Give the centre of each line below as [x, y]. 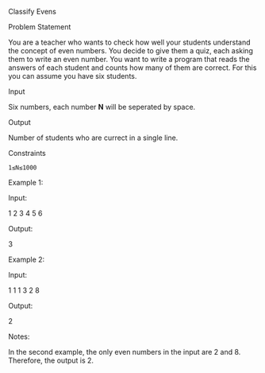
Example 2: [27, 259]
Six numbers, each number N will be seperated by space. [102, 107]
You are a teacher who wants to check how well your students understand [130, 42]
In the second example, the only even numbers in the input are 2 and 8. [125, 352]
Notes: [19, 336]
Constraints [27, 153]
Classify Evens [33, 12]
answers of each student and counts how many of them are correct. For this [132, 68]
